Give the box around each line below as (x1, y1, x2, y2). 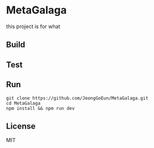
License (6, 121, 36, 131)
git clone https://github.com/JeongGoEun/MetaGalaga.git (6, 95, 149, 101)
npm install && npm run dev (6, 105, 75, 111)
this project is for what (6, 23, 61, 30)
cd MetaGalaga (6, 100, 41, 106)
